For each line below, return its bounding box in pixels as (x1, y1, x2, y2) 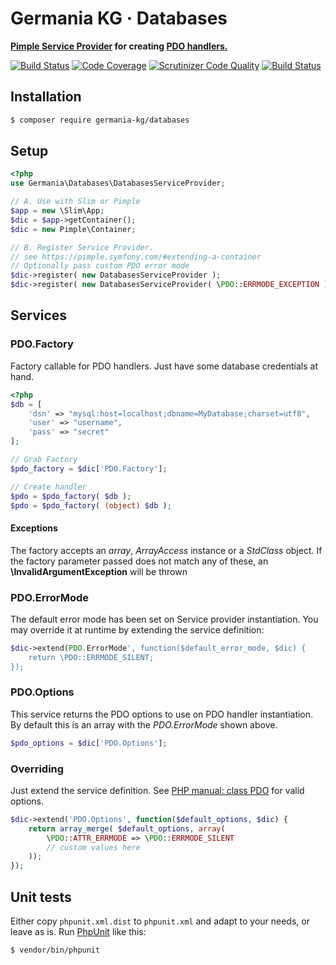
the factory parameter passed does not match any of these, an (10, 555, 269, 567)
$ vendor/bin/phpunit (10, 945, 101, 956)
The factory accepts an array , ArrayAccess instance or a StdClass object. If (10, 544, 323, 556)
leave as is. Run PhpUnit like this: (10, 926, 147, 938)
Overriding (10, 762, 65, 776)
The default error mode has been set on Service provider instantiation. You (10, 613, 319, 625)
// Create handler (10, 482, 87, 492)
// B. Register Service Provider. (10, 242, 155, 252)
